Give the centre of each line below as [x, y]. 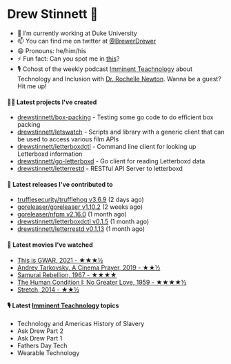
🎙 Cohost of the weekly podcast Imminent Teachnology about [105, 69]
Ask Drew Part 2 [40, 331]
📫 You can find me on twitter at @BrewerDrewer [87, 41]
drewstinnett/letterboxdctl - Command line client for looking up [107, 147]
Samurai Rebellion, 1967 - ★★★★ [67, 274]
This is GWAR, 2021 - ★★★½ [60, 260]
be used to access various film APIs [68, 139]
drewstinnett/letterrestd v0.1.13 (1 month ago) [81, 229]
